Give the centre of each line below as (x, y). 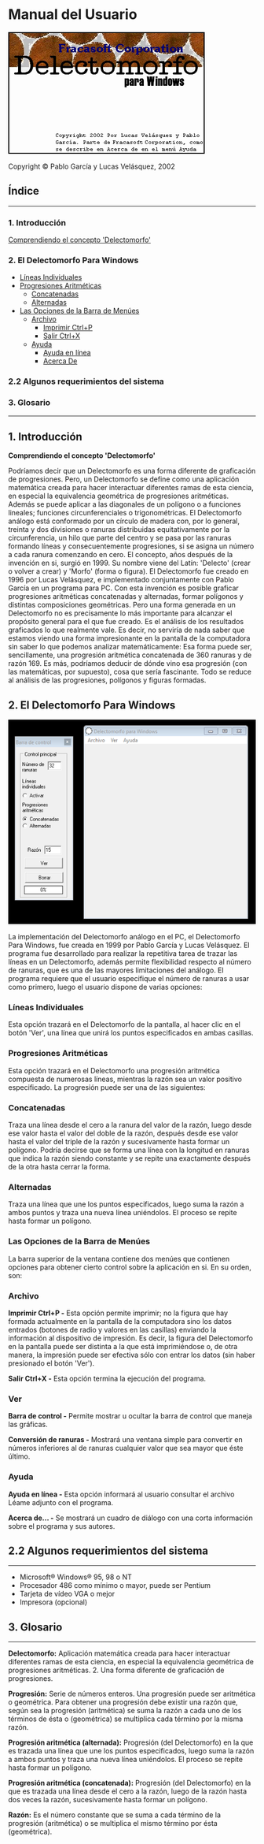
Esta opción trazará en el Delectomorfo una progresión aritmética (114, 1070)
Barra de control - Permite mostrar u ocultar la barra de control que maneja (130, 1416)
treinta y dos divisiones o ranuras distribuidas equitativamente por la (119, 530)
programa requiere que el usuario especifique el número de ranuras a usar (129, 979)
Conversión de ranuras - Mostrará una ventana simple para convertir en (125, 1440)
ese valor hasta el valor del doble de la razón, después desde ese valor (123, 1133)
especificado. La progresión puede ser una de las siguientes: (107, 1087)
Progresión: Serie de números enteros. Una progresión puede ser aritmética (132, 1694)
